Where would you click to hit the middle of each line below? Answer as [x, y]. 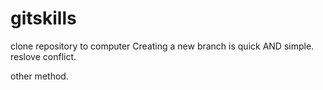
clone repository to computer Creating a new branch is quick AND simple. [162, 46]
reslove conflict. [43, 56]
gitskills [43, 18]
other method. [39, 76]
